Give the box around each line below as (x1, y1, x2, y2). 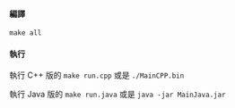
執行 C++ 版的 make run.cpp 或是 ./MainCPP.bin (9, 70, 185, 80)
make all (9, 29, 42, 37)
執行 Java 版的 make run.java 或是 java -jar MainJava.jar (9, 89, 226, 100)
